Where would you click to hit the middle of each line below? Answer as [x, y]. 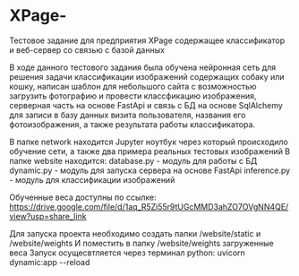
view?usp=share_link [48, 216]
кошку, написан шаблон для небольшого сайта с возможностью [133, 86]
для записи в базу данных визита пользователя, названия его [128, 115]
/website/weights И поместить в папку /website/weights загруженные [142, 243]
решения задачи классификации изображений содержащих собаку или [147, 76]
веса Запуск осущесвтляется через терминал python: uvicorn [128, 253]
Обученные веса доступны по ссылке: [83, 197]
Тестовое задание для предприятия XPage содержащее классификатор [147, 40]
